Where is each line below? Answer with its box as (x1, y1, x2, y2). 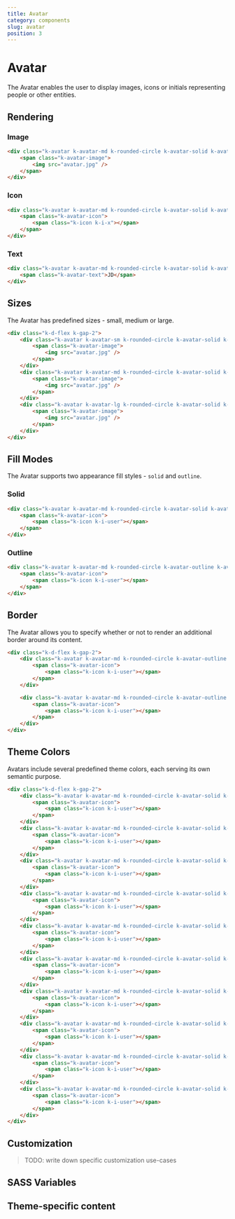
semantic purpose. (7, 772, 62, 780)
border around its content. (7, 635, 83, 643)
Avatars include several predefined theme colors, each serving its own (7, 765, 211, 773)
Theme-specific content (7, 1200, 116, 1212)
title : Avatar (7, 10, 49, 18)
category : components (7, 17, 71, 24)
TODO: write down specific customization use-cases (24, 1156, 177, 1164)
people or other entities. (7, 90, 77, 99)
